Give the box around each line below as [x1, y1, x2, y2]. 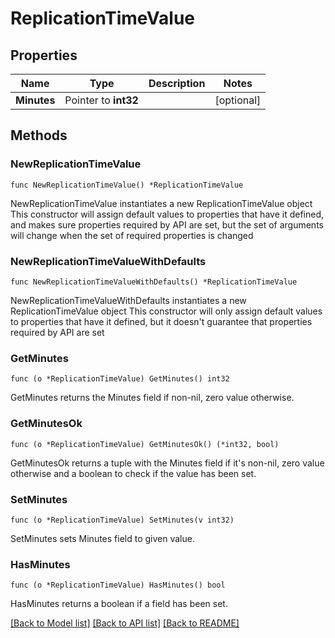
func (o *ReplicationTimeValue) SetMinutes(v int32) [10, 515, 235, 525]
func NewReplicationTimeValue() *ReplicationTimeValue [10, 180, 244, 190]
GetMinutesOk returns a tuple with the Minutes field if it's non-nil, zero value [10, 457, 325, 469]
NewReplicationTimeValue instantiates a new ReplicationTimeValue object [10, 197, 313, 209]
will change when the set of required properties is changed [10, 229, 254, 241]
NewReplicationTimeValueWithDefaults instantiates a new [10, 294, 247, 306]
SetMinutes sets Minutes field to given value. [10, 532, 195, 544]
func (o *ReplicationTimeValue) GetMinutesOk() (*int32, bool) [10, 439, 280, 449]
